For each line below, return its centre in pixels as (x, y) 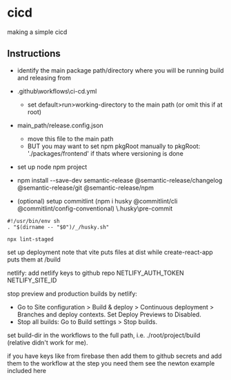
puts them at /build (34, 259)
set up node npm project (52, 167)
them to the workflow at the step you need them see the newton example (111, 363)
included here (27, 370)
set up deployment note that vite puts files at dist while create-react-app (110, 252)
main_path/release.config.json (60, 125)
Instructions (34, 54)
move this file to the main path (70, 138)
